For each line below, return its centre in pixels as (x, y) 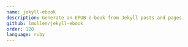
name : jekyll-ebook (31, 12)
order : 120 (20, 29)
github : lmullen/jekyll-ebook (45, 23)
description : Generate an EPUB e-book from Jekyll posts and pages (94, 18)
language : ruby (26, 35)
